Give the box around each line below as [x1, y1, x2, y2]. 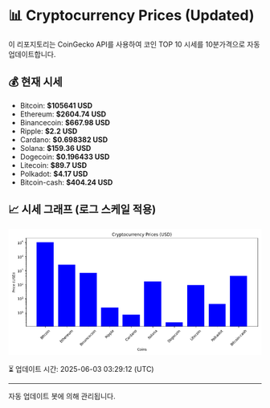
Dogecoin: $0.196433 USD [19, 152, 110, 161]
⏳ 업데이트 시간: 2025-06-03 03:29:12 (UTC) [8, 364, 154, 373]
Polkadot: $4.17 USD [19, 169, 88, 178]
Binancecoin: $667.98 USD [19, 117, 111, 127]
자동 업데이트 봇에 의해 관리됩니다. [8, 391, 116, 401]
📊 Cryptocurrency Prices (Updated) [8, 6, 255, 25]
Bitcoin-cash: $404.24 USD [19, 177, 113, 187]
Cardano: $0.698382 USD [19, 134, 108, 145]
